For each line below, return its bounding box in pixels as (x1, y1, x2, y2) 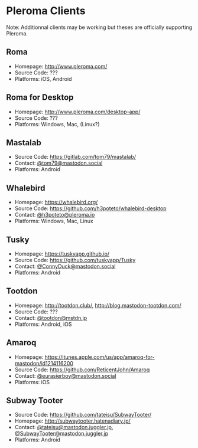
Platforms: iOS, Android (14, 75, 72, 82)
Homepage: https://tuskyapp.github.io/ (14, 250, 110, 257)
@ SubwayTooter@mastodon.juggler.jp (14, 430, 108, 437)
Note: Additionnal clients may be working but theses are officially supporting (6, 24, 193, 31)
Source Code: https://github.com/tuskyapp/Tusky (14, 257, 136, 263)
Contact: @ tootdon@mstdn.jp (14, 314, 87, 321)
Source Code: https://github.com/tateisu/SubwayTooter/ (14, 411, 152, 418)
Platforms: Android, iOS (14, 321, 72, 328)
